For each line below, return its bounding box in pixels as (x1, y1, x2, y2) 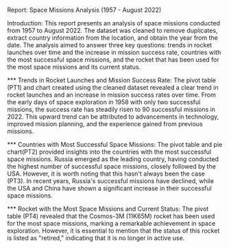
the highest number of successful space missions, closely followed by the (7, 163, 216, 170)
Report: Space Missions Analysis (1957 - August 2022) (7, 6, 162, 14)
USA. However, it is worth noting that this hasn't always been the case (7, 169, 206, 178)
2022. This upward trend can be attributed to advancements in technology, (7, 112, 219, 121)
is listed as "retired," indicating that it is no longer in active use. (7, 234, 185, 242)
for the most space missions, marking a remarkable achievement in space (7, 220, 216, 227)
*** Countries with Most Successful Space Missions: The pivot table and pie (7, 141, 223, 148)
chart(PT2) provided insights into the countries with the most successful (7, 147, 212, 156)
